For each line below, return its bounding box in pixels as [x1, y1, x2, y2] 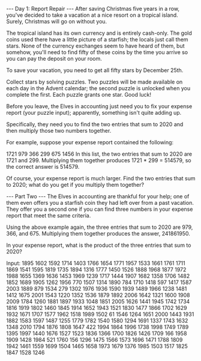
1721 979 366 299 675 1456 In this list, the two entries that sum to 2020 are [6, 150, 193, 157]
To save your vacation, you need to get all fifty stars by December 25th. [6, 67, 184, 74]
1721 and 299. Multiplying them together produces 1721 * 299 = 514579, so [6, 157, 191, 164]
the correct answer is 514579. [6, 163, 80, 170]
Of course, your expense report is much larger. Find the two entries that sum [6, 175, 196, 182]
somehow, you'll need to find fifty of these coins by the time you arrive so [6, 49, 188, 56]
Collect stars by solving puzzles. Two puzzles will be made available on [6, 78, 183, 85]
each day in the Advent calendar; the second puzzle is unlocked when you [6, 85, 191, 92]
